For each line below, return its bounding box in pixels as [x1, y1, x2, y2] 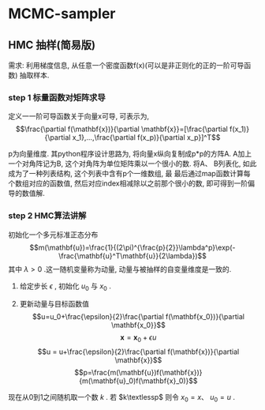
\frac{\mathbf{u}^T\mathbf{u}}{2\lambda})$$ [58, 250, 207, 261]
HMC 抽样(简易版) [8, 38, 96, 51]
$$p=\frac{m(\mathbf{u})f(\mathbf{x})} [74, 368, 203, 378]
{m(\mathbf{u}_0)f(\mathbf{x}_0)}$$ [78, 376, 199, 386]
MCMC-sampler [8, 5, 116, 23]
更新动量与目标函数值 [19, 299, 89, 309]
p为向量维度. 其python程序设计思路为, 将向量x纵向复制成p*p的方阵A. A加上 [8, 149, 252, 159]
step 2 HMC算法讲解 [8, 210, 87, 221]
